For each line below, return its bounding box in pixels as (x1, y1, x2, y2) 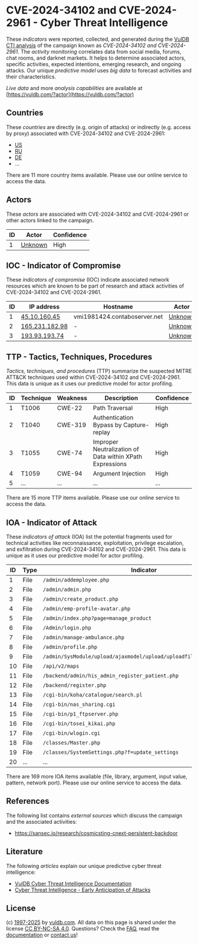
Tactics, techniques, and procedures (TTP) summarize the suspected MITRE (6, 368, 192, 375)
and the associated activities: (6, 818, 77, 825)
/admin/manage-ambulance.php (42, 634, 125, 641)
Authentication (93, 414, 134, 422)
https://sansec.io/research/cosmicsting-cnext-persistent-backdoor (14, 829, 178, 837)
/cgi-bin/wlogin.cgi (42, 730, 101, 737)
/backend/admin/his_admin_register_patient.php (42, 672, 179, 679)
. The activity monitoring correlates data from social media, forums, (17, 48, 181, 55)
